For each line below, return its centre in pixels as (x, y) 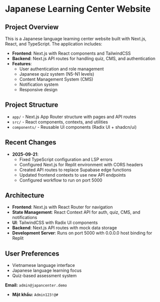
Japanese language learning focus (47, 271)
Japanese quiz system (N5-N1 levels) (57, 74)
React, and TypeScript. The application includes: (54, 44)
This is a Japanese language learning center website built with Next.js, (76, 39)
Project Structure (32, 105)
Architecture (25, 195)
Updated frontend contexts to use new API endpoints (72, 175)
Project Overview (32, 27)
